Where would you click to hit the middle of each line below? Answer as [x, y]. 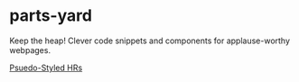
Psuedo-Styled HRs [46, 68]
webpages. [30, 50]
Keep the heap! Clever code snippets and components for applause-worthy [150, 41]
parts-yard [51, 16]
